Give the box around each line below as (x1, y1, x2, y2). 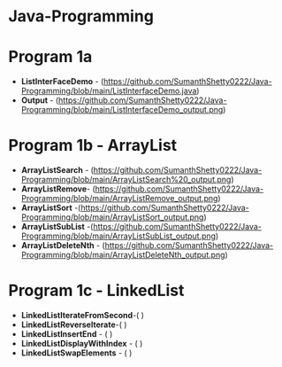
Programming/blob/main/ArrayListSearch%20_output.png (20, 175, 232, 185)
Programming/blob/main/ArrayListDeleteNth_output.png (20, 250, 226, 261)
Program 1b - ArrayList (8, 136, 178, 156)
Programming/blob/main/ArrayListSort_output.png (20, 212, 204, 223)
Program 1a (8, 47, 93, 67)
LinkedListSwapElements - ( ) (20, 347, 133, 358)
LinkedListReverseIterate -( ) (20, 319, 127, 330)
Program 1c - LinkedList (8, 281, 185, 301)
